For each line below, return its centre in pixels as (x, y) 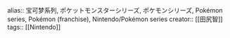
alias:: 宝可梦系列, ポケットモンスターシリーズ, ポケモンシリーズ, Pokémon (115, 10)
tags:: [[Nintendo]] (34, 27)
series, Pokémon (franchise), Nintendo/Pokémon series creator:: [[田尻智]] (115, 19)
